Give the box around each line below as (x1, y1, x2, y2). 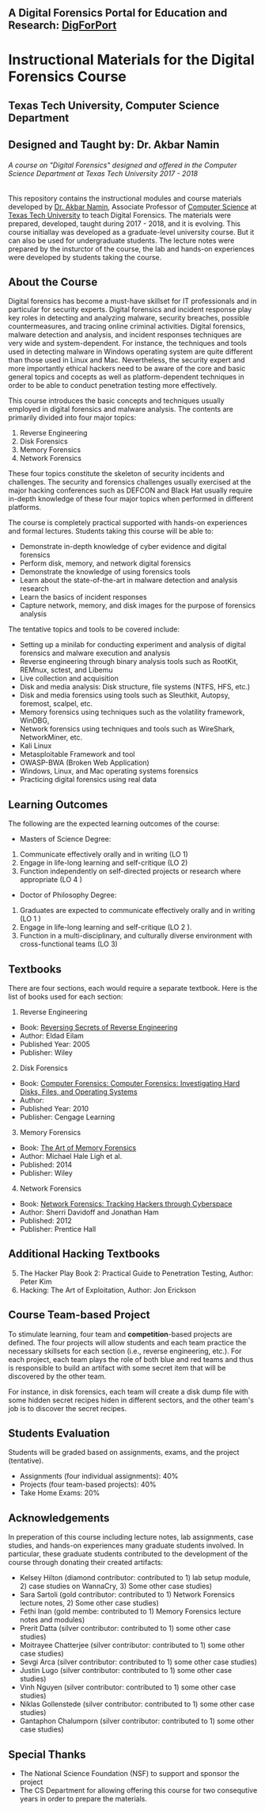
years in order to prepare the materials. (19, 1794, 148, 1804)
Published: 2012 (19, 1216, 73, 1225)
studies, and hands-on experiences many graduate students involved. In (8, 1541, 244, 1550)
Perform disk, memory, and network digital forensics (19, 558, 191, 568)
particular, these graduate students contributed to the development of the (8, 1549, 248, 1559)
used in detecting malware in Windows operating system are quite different (8, 347, 253, 356)
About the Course (8, 275, 98, 289)
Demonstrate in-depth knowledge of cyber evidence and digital (19, 542, 227, 551)
